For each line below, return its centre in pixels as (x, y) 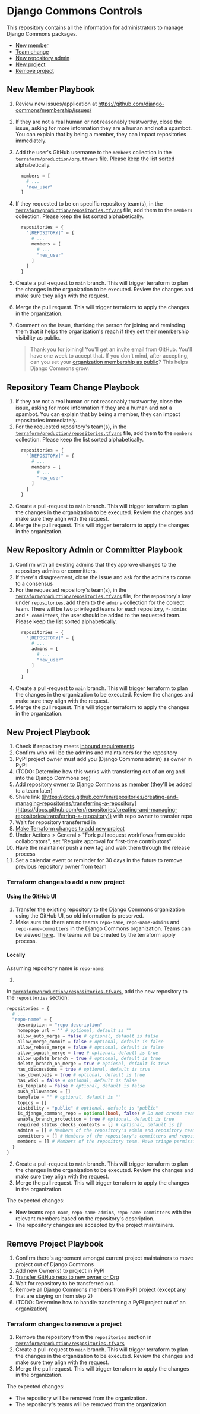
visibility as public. (38, 338)
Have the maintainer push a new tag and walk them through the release (103, 848)
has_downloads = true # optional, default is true (81, 1075)
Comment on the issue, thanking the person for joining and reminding (100, 325)
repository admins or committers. (56, 571)
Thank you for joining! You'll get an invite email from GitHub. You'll (111, 349)
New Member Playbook (51, 90)
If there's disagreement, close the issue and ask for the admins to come (103, 577)
